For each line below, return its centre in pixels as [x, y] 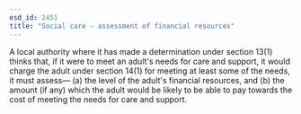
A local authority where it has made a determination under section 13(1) [141, 51]
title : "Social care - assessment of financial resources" [122, 26]
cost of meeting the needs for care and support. [98, 99]
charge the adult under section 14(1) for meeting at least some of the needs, [150, 70]
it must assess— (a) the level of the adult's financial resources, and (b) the [147, 80]
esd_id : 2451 [34, 18]
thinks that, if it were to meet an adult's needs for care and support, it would [150, 61]
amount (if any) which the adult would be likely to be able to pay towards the [151, 90]
